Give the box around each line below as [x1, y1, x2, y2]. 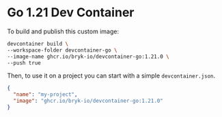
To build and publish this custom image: [7, 27, 120, 35]
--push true [7, 59, 41, 66]
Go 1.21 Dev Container [7, 5, 135, 20]
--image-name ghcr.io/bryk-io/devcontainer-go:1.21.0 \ [7, 53, 169, 60]
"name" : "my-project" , [13, 91, 78, 98]
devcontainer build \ [7, 40, 69, 47]
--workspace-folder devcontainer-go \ [7, 46, 117, 54]
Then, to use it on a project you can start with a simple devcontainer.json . [7, 71, 216, 80]
